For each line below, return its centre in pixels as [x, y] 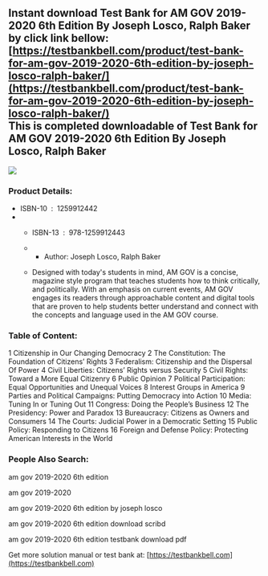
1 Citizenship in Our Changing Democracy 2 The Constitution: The [117, 353]
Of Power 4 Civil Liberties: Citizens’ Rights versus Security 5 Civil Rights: [128, 370]
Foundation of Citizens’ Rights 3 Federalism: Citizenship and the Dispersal [130, 362]
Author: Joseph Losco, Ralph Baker [102, 257]
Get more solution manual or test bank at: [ [79, 554]
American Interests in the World [61, 439]
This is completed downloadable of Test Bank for [133, 127]
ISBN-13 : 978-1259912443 [79, 233]
